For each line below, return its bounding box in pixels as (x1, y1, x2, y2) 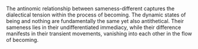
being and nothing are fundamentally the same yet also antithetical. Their (6, 18, 184, 24)
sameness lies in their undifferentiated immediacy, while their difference (6, 24, 181, 31)
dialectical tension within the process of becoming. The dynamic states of (6, 11, 186, 18)
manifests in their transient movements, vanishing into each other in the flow (6, 30, 192, 37)
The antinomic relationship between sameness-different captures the (6, 5, 175, 12)
